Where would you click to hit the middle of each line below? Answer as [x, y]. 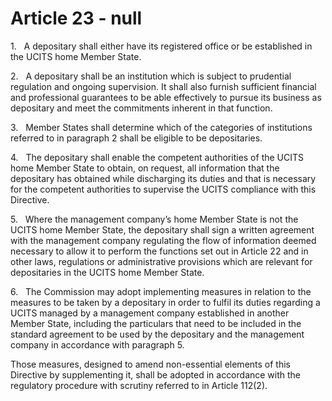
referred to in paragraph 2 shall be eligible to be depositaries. [136, 138]
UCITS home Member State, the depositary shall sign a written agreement [162, 229]
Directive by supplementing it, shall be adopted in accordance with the [156, 374]
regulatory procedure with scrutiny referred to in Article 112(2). [139, 385]
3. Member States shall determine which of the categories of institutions [161, 127]
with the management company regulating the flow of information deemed [163, 240]
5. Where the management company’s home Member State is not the [154, 219]
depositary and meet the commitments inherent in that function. [141, 108]
